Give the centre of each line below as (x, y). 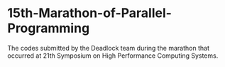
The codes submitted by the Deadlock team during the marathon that (108, 48)
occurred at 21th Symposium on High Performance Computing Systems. (113, 56)
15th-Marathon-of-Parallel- (90, 13)
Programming (49, 28)
